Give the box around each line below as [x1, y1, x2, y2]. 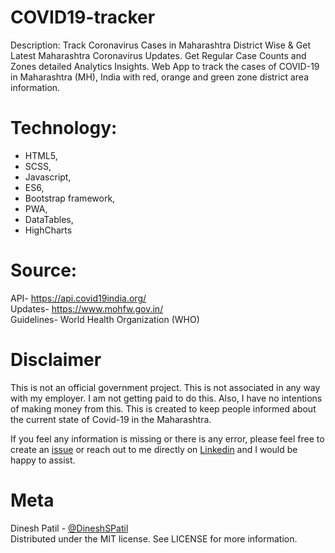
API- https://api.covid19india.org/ [10, 292, 147, 304]
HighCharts [24, 224, 73, 236]
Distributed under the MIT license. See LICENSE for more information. [10, 532, 298, 545]
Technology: [10, 117, 118, 140]
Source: [10, 259, 78, 282]
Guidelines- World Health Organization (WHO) [10, 313, 200, 325]
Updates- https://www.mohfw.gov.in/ [10, 302, 164, 315]
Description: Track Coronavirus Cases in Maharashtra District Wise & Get [10, 39, 311, 51]
